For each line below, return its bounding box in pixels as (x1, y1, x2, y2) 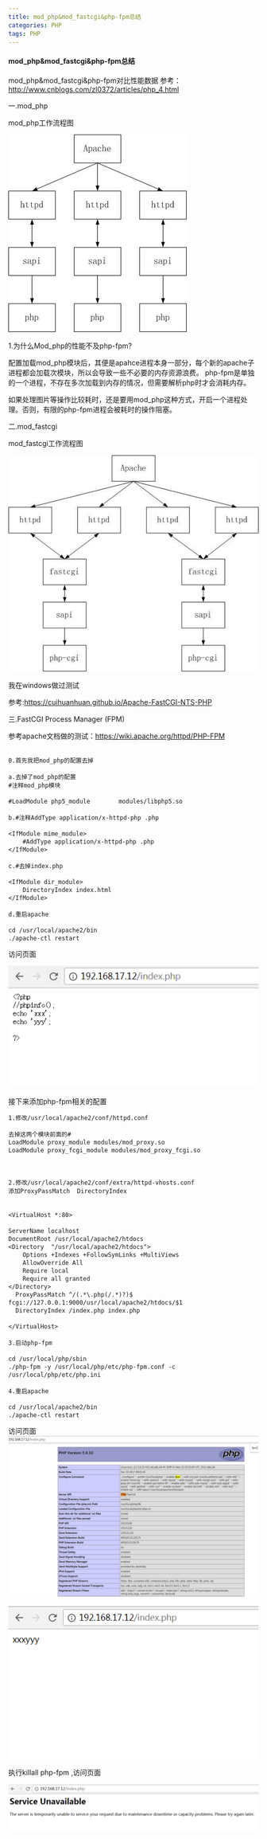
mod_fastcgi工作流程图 (8, 438, 83, 448)
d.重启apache (8, 910, 49, 918)
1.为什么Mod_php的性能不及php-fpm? (8, 341, 133, 350)
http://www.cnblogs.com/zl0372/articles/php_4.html (8, 84, 180, 94)
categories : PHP (8, 21, 62, 29)
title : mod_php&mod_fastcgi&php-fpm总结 (8, 13, 141, 21)
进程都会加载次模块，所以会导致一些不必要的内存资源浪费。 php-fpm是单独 (8, 367, 255, 378)
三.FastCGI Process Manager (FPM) (8, 714, 126, 724)
